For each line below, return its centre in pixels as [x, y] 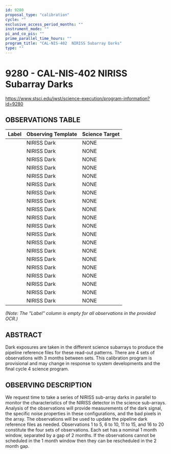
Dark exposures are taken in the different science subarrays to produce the [84, 347]
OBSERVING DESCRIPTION [48, 385]
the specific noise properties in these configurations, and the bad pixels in [83, 414]
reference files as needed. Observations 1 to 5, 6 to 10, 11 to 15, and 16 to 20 [85, 424]
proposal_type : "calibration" [38, 15]
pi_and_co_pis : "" [25, 34]
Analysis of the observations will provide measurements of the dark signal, [84, 408]
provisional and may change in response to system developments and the [83, 364]
